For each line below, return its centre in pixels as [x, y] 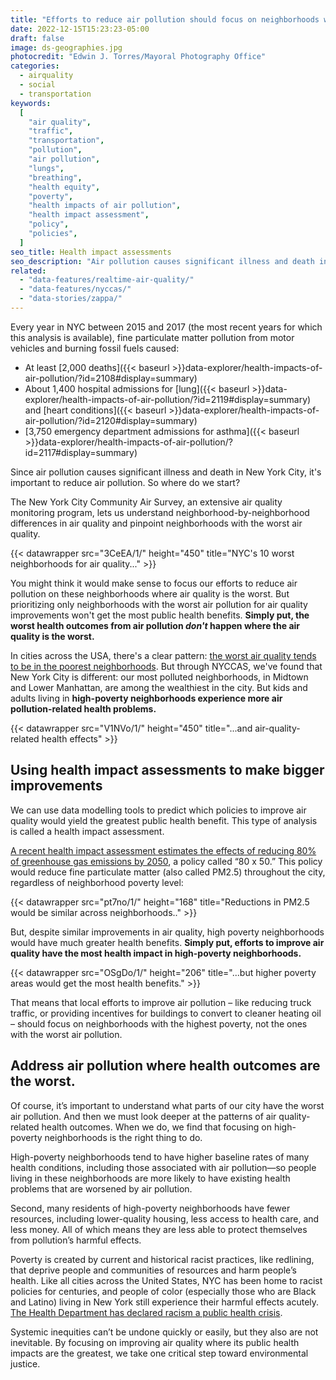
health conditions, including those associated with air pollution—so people [163, 1167]
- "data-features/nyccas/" [75, 289]
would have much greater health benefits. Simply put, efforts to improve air [167, 942]
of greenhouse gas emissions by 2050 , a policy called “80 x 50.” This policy [166, 861]
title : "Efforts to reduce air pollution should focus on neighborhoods [165, 19]
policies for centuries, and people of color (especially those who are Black [163, 1291]
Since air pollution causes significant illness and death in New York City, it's [166, 472]
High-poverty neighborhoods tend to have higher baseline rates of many [160, 1157]
